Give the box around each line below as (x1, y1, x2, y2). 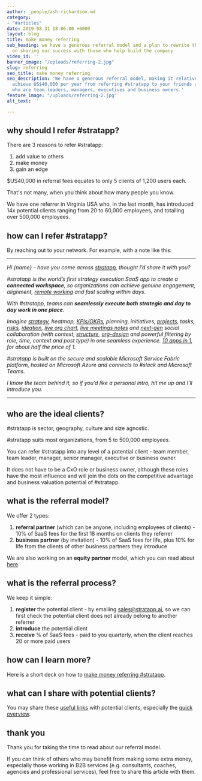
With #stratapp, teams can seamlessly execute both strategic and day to (7, 300, 191, 307)
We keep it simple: (7, 594, 53, 601)
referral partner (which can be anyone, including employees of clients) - (15, 523, 195, 531)
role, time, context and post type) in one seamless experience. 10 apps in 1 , (7, 337, 193, 344)
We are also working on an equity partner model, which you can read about (7, 554, 195, 561)
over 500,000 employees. (7, 214, 71, 221)
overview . (7, 710, 31, 717)
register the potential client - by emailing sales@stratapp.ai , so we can (15, 605, 191, 612)
